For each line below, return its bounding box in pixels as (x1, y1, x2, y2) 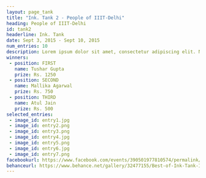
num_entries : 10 (6, 43, 48, 50)
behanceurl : (6, 163, 37, 169)
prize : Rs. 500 (14, 105, 53, 112)
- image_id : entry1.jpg (9, 117, 70, 123)
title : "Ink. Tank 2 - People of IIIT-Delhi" (6, 15, 124, 21)
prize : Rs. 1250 (14, 72, 56, 78)
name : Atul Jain (14, 100, 56, 106)
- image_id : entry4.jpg (9, 134, 70, 141)
